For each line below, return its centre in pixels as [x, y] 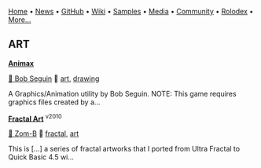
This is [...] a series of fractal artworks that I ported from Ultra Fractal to [124, 149]
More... [20, 20]
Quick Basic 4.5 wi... [41, 157]
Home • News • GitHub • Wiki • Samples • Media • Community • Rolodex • [131, 11]
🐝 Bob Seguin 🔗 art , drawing [54, 79]
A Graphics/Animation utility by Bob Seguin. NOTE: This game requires [123, 93]
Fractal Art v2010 [35, 118]
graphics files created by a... [54, 102]
